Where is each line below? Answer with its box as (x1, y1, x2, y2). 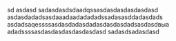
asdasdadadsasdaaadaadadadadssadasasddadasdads (7, 13, 164, 21)
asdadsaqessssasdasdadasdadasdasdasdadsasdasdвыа (7, 20, 170, 28)
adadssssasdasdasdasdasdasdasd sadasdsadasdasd (7, 27, 160, 36)
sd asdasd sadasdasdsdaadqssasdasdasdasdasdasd (7, 6, 159, 14)
